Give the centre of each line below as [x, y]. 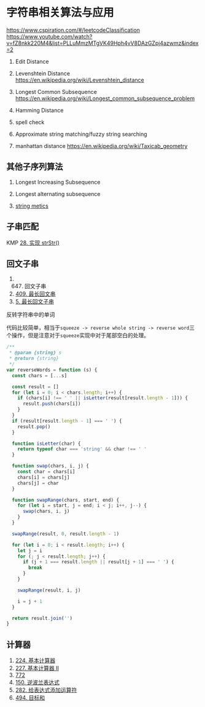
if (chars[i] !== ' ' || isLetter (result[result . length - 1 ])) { [103, 398]
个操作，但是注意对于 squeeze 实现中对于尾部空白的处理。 [78, 335]
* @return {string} [34, 359]
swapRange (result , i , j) [49, 590]
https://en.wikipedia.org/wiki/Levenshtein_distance [79, 80]
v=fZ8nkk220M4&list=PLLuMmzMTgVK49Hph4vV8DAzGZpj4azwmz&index [102, 43]
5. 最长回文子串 [34, 302]
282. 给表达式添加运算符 [46, 690]
